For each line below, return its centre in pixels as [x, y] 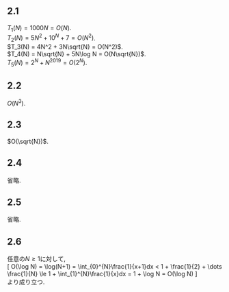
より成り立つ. [26, 282]
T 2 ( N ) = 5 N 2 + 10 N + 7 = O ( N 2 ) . [51, 38]
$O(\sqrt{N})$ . [28, 141]
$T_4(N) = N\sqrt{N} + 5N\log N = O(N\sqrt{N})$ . [77, 54]
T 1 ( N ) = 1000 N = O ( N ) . [39, 28]
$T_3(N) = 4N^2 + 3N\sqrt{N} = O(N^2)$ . [65, 47]
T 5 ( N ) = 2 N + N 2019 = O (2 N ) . [47, 63]
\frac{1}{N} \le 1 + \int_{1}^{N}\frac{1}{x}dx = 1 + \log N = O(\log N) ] [102, 274]
